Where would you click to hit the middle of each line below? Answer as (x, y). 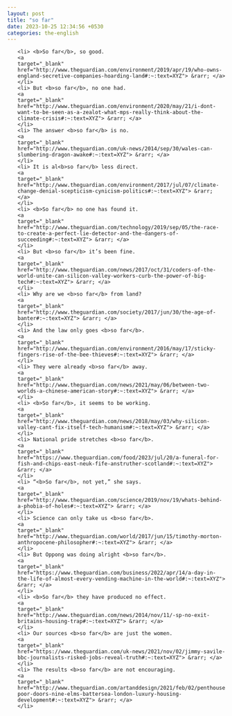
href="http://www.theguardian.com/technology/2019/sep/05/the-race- (118, 228)
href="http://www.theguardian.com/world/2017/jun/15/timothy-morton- (120, 537)
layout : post (26, 14)
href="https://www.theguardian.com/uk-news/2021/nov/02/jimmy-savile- (121, 652)
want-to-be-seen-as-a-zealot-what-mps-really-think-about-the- (110, 113)
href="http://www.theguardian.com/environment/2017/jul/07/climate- (118, 185)
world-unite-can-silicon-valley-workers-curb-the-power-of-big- (112, 276)
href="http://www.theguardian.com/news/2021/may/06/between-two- (113, 385)
